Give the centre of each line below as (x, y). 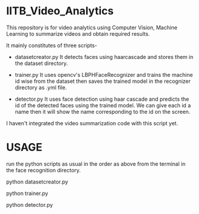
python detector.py (30, 204)
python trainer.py (27, 193)
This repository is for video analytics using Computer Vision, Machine (92, 27)
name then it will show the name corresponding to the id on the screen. (102, 111)
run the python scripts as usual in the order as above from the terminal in (96, 164)
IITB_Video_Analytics (60, 11)
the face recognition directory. (44, 170)
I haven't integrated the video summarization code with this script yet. (92, 123)
